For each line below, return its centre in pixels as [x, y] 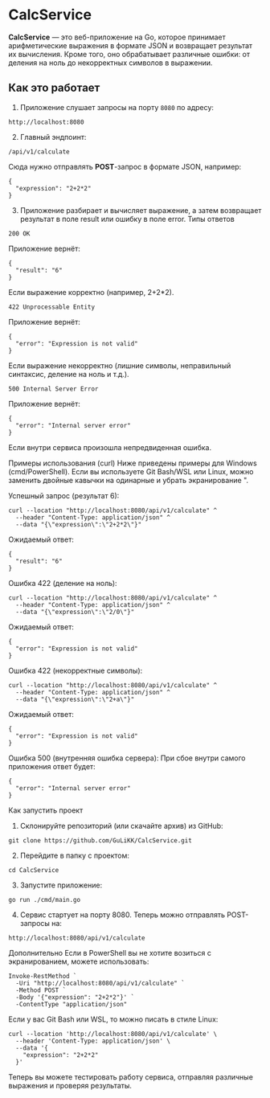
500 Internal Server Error [53, 389]
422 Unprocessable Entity [51, 307]
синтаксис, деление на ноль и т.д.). [69, 374]
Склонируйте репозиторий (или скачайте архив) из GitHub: [121, 826]
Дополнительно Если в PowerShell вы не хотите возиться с [110, 953]
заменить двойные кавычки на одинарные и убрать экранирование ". [129, 480]
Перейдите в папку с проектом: [75, 855]
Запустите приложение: [61, 885]
